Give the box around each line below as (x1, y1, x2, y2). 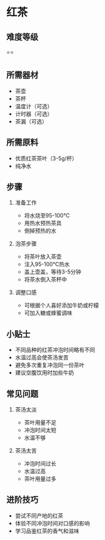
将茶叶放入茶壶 (24, 253, 62, 261)
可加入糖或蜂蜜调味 (24, 309, 73, 317)
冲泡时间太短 (24, 427, 56, 434)
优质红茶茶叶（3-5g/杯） (15, 155, 78, 162)
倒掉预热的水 (24, 227, 56, 234)
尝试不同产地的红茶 (15, 512, 64, 519)
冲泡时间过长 (24, 460, 56, 468)
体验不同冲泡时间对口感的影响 (15, 519, 90, 527)
